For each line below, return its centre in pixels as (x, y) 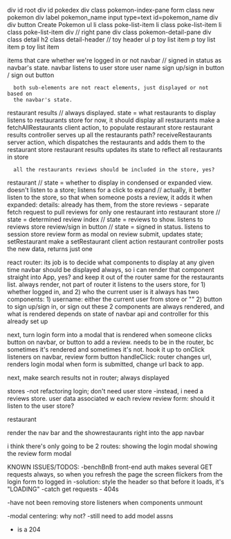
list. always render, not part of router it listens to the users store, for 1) (107, 284)
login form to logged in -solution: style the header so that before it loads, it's (116, 482)
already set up (28, 321)
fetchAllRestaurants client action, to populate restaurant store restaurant (110, 127)
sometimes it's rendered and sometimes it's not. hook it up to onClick (106, 349)
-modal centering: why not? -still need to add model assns (90, 516)
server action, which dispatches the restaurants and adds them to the (106, 142)
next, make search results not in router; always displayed (88, 378)
